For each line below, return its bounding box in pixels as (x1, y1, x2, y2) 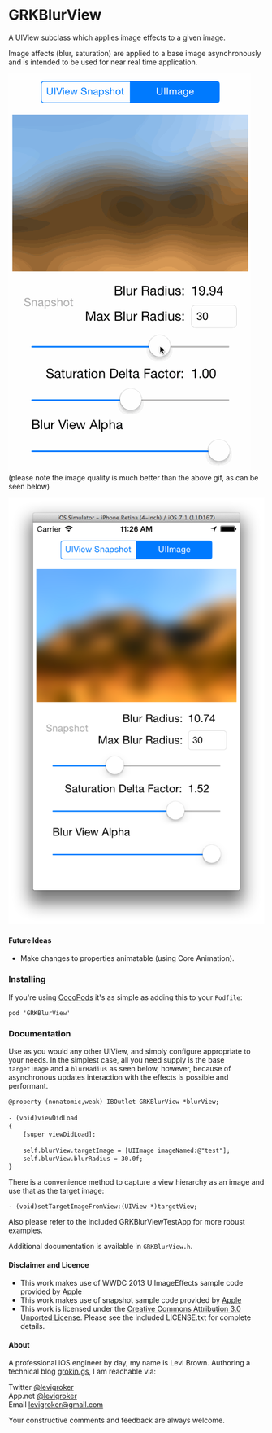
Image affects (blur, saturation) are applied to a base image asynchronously (8, 48, 261, 58)
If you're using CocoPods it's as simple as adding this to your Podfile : (8, 992, 243, 1002)
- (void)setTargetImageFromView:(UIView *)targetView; (8, 1203, 198, 1211)
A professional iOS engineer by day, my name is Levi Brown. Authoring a (8, 1358, 251, 1368)
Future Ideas (8, 935, 52, 945)
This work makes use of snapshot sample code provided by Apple (19, 1295, 242, 1305)
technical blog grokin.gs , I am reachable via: (8, 1366, 157, 1377)
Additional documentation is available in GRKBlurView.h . (8, 1242, 193, 1251)
